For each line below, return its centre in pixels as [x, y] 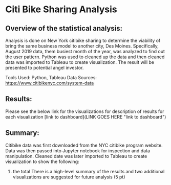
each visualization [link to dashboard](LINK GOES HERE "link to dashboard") [86, 117]
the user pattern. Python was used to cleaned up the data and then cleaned [85, 57]
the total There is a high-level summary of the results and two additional [89, 171]
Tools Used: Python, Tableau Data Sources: [51, 77]
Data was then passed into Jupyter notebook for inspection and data [78, 151]
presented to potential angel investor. [45, 68]
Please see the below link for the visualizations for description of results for [85, 111]
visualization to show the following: [42, 161]
